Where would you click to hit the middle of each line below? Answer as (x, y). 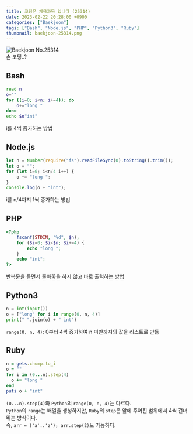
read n (14, 89)
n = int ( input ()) (27, 309)
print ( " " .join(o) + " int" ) (41, 320)
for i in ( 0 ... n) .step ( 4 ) (37, 375)
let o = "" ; (20, 166)
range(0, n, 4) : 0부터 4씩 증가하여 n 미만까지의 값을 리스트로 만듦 (83, 332)
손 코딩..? (17, 57)
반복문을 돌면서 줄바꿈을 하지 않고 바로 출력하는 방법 (65, 276)
